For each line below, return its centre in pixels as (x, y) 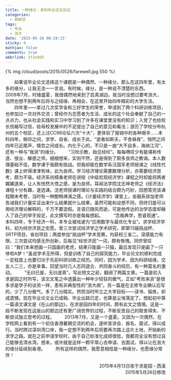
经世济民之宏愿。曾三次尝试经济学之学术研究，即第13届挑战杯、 (90, 228)
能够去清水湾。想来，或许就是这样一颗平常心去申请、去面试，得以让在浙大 (88, 342)
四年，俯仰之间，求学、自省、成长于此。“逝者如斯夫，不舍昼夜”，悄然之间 (87, 139)
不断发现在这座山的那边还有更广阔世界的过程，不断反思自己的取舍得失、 (85, 311)
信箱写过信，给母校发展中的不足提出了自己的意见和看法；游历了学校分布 (85, 126)
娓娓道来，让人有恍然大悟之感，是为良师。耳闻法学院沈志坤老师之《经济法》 (85, 184)
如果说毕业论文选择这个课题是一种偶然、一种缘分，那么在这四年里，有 (88, 82)
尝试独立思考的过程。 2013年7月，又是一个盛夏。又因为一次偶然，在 (85, 317)
